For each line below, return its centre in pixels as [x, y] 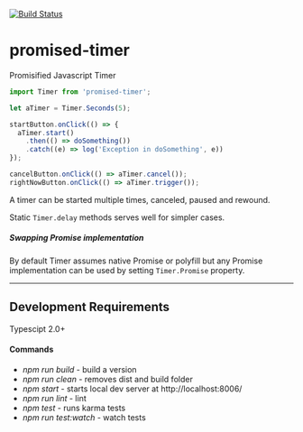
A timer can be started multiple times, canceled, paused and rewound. [140, 199]
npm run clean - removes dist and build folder [108, 379]
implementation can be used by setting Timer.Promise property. [127, 270]
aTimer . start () [46, 133]
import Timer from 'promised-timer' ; [80, 92]
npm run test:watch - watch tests [84, 417]
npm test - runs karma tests [74, 408]
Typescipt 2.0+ [37, 328]
